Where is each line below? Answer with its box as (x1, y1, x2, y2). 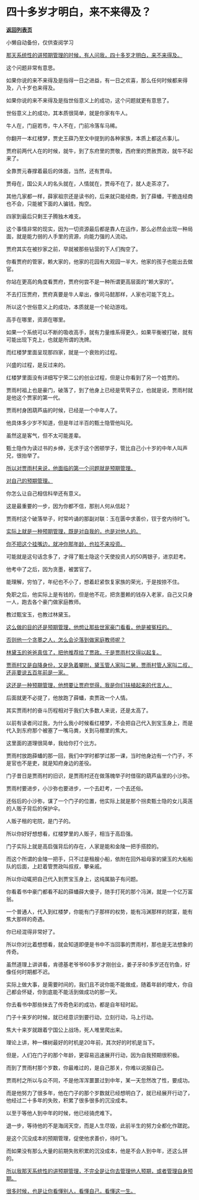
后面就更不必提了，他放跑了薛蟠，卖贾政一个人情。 (6, 694, 131, 701)
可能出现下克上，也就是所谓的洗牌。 (6, 336, 95, 343)
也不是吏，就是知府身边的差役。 (16, 759, 95, 767)
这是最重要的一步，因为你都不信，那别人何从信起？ (6, 502, 131, 509)
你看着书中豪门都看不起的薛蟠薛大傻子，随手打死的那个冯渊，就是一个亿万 (6, 888, 188, 895)
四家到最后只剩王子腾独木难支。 (6, 212, 84, 220)
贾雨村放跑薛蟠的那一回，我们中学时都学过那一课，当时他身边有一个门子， (6, 752, 188, 759)
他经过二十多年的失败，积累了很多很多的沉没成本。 (6, 1097, 131, 1104)
